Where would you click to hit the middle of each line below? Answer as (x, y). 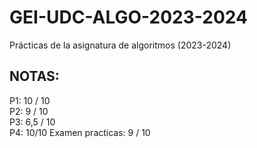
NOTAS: (34, 76)
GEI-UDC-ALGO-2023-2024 (128, 17)
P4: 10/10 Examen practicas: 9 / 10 (80, 132)
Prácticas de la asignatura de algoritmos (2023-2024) (120, 45)
